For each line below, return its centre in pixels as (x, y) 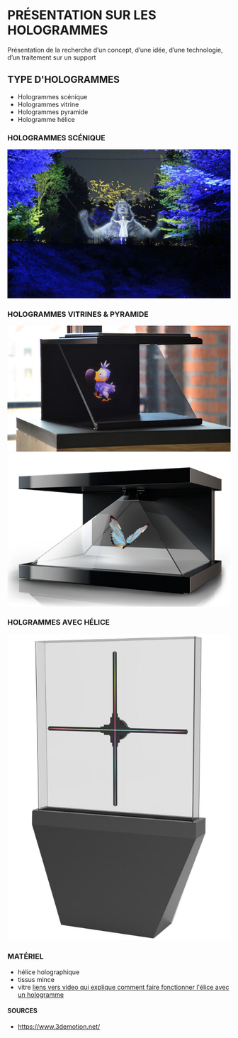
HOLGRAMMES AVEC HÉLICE (58, 623)
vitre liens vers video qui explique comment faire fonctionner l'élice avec (123, 987)
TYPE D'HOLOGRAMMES (64, 80)
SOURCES (22, 1011)
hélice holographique (49, 972)
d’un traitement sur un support (52, 57)
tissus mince (36, 979)
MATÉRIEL (25, 956)
